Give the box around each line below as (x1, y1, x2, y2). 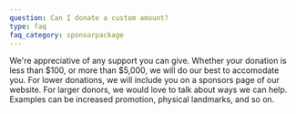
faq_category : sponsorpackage (9, 30, 125, 39)
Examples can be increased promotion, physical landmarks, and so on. (9, 94, 275, 105)
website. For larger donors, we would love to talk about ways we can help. (9, 84, 288, 96)
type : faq (9, 22, 47, 31)
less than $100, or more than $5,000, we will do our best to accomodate (9, 65, 280, 76)
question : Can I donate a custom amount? (9, 13, 169, 23)
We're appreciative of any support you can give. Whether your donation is (9, 56, 287, 67)
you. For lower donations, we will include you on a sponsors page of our (9, 75, 280, 86)
